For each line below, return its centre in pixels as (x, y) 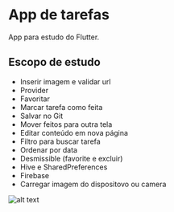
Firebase (35, 175)
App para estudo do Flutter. (54, 37)
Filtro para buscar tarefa (60, 141)
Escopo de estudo (54, 62)
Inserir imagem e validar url (65, 81)
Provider (34, 90)
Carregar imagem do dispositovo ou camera (93, 184)
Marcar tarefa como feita (61, 107)
